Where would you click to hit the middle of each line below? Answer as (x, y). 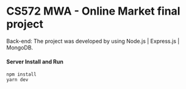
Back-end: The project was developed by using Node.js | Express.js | (93, 41)
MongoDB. (20, 48)
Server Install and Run (35, 62)
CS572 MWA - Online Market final (93, 11)
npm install (21, 74)
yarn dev (17, 80)
